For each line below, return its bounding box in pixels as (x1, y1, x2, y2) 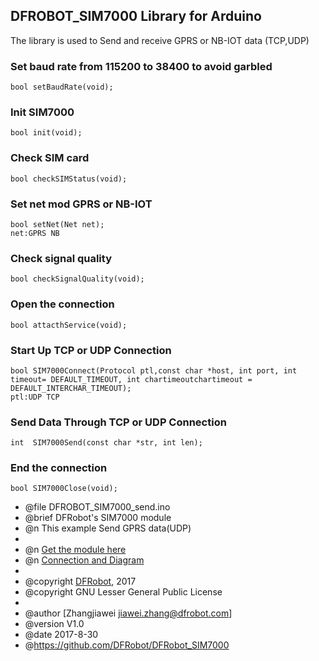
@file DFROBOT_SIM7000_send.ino (24, 501, 171, 513)
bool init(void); (10, 128, 83, 138)
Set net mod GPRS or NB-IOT (10, 197, 153, 211)
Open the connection (10, 297, 115, 311)
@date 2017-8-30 (24, 629, 99, 641)
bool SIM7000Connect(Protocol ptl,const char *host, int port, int (10, 365, 298, 376)
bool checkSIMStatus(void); (10, 174, 128, 184)
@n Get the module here (24, 544, 127, 556)
